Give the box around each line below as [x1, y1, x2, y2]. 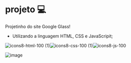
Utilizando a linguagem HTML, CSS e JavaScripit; [12, 33, 113, 39]
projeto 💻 [5, 4, 46, 15]
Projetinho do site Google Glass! [5, 23, 71, 30]
